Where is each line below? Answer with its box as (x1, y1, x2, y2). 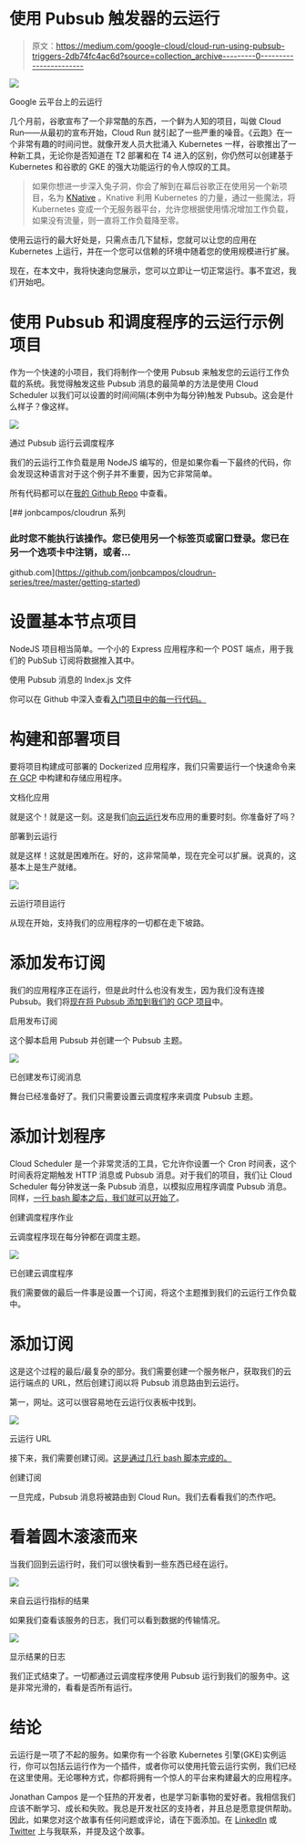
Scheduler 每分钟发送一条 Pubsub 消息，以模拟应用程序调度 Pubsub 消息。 (9, 1180, 291, 1191)
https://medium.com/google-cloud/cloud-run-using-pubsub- (56, 40, 285, 51)
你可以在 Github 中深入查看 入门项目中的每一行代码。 (9, 694, 207, 705)
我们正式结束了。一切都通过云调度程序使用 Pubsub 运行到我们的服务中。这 (9, 1670, 290, 1681)
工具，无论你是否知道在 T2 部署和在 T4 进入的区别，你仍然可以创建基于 (25, 150, 294, 161)
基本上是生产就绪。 (9, 862, 82, 873)
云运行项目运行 (9, 898, 66, 909)
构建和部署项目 (9, 729, 122, 750)
